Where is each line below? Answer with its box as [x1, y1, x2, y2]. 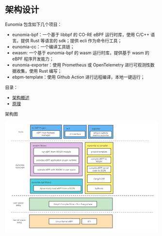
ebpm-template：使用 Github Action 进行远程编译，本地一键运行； [12, 74, 145, 80]
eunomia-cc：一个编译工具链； [12, 44, 75, 49]
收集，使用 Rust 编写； [16, 68, 62, 74]
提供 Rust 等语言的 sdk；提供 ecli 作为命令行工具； [20, 37, 122, 44]
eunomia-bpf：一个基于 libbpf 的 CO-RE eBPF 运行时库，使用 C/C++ [12, 31, 149, 37]
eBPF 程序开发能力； [12, 56, 54, 62]
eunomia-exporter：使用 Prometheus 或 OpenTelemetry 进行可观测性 [12, 62, 150, 68]
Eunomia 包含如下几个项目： [5, 21, 62, 27]
